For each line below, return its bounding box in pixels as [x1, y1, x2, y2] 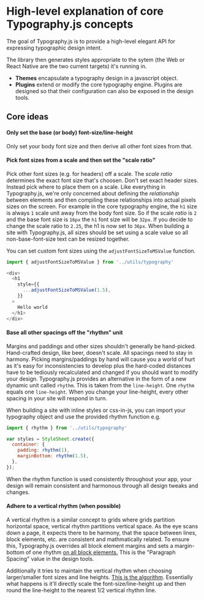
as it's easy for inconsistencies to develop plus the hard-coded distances [6, 362, 191, 369]
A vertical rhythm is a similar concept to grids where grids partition [6, 516, 175, 523]
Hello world [17, 304, 48, 310]
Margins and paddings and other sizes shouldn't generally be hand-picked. [6, 342, 196, 350]
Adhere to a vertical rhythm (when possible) [6, 503, 121, 510]
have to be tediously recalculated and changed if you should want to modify [6, 368, 198, 376]
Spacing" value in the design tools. [6, 555, 94, 563]
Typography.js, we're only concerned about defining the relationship [6, 189, 179, 197]
